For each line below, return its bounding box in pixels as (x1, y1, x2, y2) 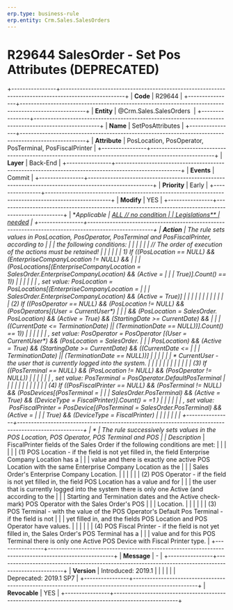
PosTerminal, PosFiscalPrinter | (7, 144, 96, 152)
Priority (162, 181, 185, 189)
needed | (7, 218, 33, 227)
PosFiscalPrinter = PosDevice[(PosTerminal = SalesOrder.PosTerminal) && (8, 403, 223, 412)
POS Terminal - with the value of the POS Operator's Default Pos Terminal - (7, 507, 224, 516)
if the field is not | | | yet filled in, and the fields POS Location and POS (7, 514, 208, 523)
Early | (189, 181, 209, 189)
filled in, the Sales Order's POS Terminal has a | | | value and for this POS (7, 530, 216, 538)
